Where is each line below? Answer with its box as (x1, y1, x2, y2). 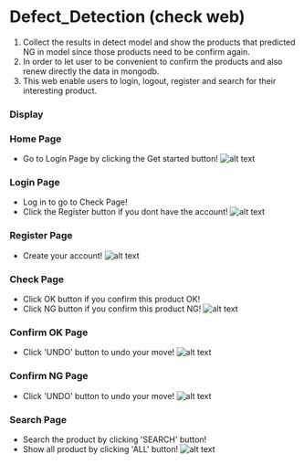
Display (9, 108, 44, 121)
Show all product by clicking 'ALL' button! (22, 443, 179, 454)
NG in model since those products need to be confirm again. (22, 46, 251, 57)
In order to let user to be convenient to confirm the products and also (22, 56, 283, 67)
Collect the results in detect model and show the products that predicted (22, 37, 296, 47)
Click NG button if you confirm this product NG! (22, 303, 202, 314)
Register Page (9, 229, 73, 242)
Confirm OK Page (9, 326, 89, 339)
